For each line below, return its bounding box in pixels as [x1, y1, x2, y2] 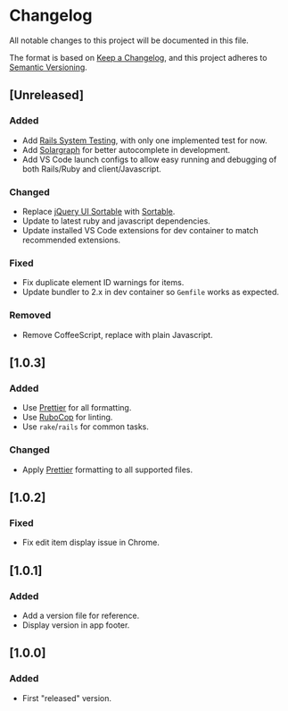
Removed [9, 309, 52, 322]
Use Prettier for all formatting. [21, 402, 132, 413]
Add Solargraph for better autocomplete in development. [21, 144, 231, 155]
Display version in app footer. [21, 619, 130, 631]
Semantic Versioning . [9, 62, 87, 72]
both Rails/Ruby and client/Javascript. [21, 163, 162, 174]
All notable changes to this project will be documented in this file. [9, 35, 250, 46]
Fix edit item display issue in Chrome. [21, 537, 160, 548]
